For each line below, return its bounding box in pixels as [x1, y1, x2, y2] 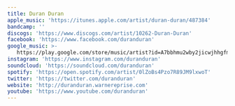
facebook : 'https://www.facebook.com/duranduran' [7, 36, 155, 43]
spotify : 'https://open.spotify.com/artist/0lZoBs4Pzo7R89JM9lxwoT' [7, 68, 211, 75]
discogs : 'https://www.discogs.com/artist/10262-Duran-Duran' [7, 29, 192, 37]
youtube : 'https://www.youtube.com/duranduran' [7, 88, 149, 95]
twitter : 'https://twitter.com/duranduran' [7, 75, 136, 82]
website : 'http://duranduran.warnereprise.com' [7, 82, 149, 89]
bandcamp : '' [7, 23, 45, 30]
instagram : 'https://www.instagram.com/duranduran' [7, 56, 161, 63]
